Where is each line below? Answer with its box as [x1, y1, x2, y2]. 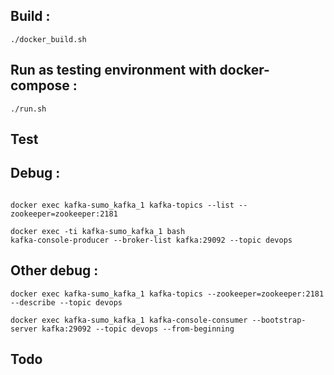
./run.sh [10, 104, 47, 114]
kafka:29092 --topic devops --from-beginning [41, 324, 235, 334]
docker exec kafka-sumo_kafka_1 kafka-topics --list [10, 200, 235, 210]
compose [10, 77, 70, 94]
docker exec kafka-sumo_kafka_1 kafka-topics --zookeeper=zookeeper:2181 [10, 289, 325, 299]
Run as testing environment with [10, 62, 217, 79]
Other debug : [10, 262, 99, 279]
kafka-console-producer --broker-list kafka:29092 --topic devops [10, 235, 293, 245]
